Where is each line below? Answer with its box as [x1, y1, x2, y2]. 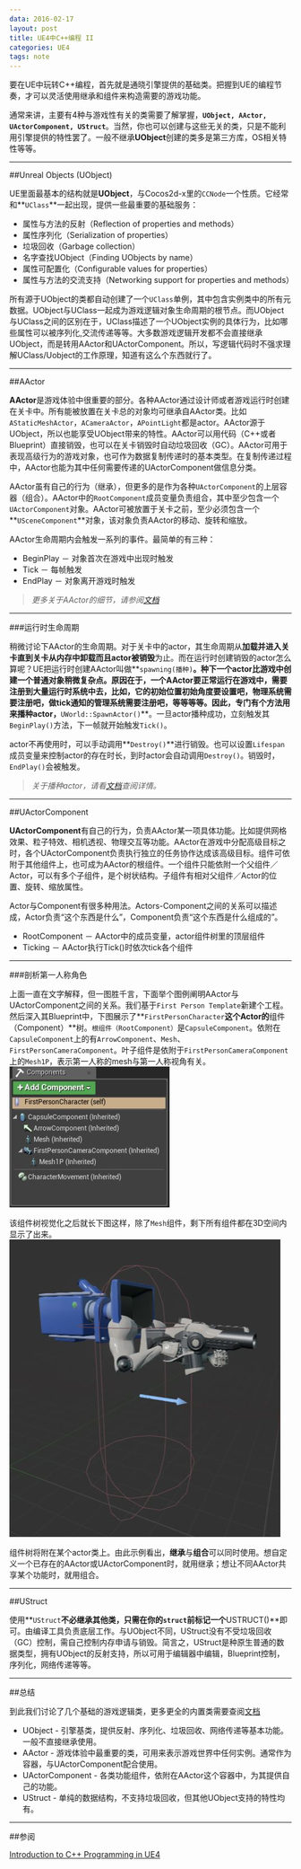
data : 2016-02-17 [9, 14, 74, 23]
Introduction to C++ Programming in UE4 [9, 1849, 161, 1860]
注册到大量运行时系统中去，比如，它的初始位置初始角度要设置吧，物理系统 [9, 686, 284, 697]
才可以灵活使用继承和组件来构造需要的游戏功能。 [24, 91, 206, 101]
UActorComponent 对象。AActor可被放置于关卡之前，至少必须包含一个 [9, 504, 261, 515]
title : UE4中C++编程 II [9, 33, 94, 42]
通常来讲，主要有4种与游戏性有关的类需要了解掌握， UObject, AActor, [9, 110, 267, 120]
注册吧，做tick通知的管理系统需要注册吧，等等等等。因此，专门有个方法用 [16, 697, 291, 709]
